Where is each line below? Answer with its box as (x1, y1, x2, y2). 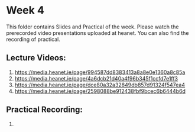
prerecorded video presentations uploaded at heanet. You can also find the (6, 29, 189, 36)
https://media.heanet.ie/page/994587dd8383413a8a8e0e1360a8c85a (14, 69, 186, 76)
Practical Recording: (6, 105, 83, 115)
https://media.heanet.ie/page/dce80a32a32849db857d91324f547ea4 (14, 81, 185, 88)
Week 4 (6, 4, 44, 17)
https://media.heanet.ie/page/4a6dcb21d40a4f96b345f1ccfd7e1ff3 (14, 75, 178, 82)
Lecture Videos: (6, 53, 66, 63)
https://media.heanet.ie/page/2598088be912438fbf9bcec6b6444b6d (14, 87, 186, 95)
